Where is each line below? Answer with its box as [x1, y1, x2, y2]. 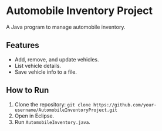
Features [6, 40, 39, 50]
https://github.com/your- [93, 102, 157, 108]
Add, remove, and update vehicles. [14, 56, 99, 63]
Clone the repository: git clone [14, 101, 91, 108]
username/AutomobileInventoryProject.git [14, 107, 117, 113]
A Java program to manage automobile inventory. [6, 23, 126, 30]
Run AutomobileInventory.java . [14, 118, 91, 125]
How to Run [6, 85, 49, 95]
